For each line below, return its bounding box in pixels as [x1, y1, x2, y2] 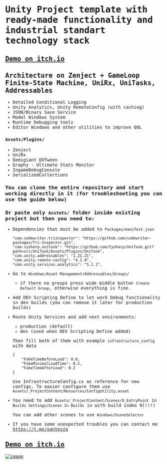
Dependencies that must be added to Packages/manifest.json [12, 226, 154, 232]
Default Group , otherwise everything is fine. [19, 285, 131, 291]
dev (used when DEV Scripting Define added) [19, 328, 131, 334]
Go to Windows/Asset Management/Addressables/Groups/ [12, 270, 129, 276]
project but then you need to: [5, 215, 95, 222]
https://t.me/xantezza [12, 426, 68, 432]
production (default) [19, 323, 73, 329]
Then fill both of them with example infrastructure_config [12, 338, 155, 344]
